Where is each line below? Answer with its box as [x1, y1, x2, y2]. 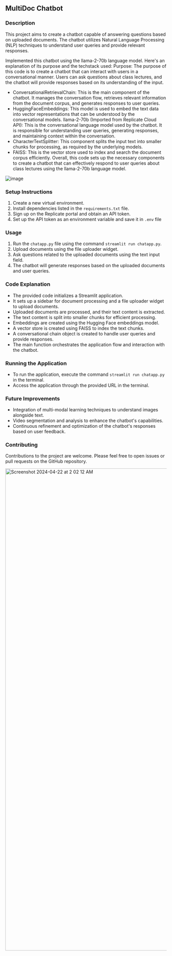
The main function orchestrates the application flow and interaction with [12, 341, 165, 348]
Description [5, 19, 35, 27]
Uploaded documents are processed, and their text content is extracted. [12, 309, 165, 315]
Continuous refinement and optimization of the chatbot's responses [12, 423, 156, 429]
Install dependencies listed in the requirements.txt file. [12, 205, 130, 211]
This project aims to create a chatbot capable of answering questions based [5, 31, 166, 37]
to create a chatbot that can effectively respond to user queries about [12, 160, 160, 166]
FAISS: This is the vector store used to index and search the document [12, 149, 161, 155]
